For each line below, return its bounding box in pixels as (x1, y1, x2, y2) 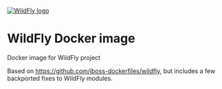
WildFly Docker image (7, 31, 135, 46)
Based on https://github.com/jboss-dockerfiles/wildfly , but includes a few (7, 66, 216, 75)
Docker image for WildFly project (7, 53, 101, 61)
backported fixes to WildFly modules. (7, 74, 113, 82)
